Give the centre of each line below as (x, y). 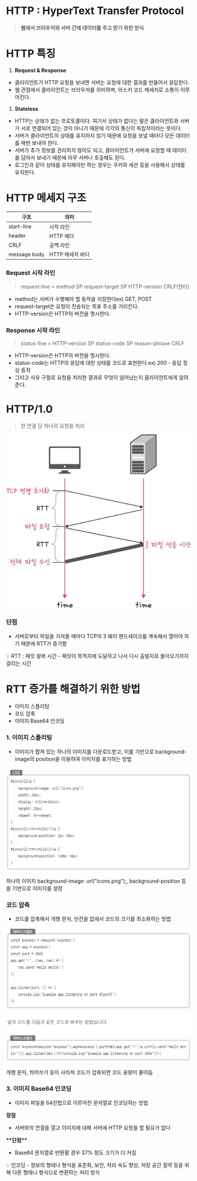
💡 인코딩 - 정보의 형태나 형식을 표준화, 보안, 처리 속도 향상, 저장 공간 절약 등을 (95, 1165)
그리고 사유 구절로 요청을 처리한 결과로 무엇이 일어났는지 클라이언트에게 (96, 378)
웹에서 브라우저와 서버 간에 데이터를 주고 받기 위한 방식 (82, 28)
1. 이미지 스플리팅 (29, 738)
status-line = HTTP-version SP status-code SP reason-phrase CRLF (102, 344)
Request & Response (40, 70)
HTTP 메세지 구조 (46, 198)
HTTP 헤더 (62, 236)
